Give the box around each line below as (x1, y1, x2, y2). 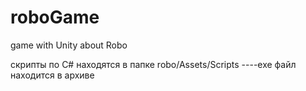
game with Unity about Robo (10, 39, 128, 51)
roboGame (10, 6, 100, 29)
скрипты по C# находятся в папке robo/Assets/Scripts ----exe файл (10, 58, 297, 70)
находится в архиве (10, 69, 95, 81)
